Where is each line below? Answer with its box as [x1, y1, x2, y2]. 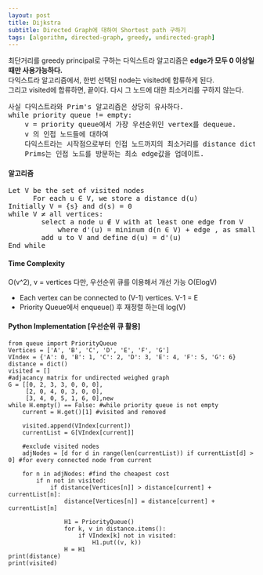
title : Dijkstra [8, 19, 61, 27]
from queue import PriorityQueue [8, 339, 117, 348]
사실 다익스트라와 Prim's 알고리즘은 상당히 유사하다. [8, 103, 184, 111]
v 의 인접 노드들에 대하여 [24, 130, 109, 139]
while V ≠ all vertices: [8, 209, 103, 219]
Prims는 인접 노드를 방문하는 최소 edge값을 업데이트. [24, 150, 205, 158]
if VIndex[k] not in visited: [77, 531, 177, 540]
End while [8, 241, 45, 250]
